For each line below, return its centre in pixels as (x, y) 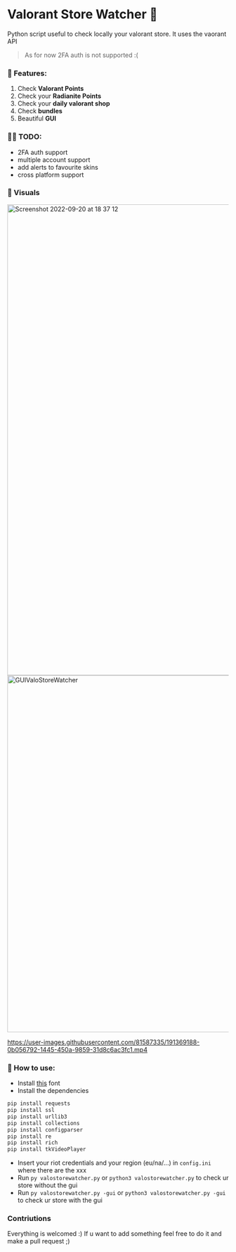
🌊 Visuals (24, 193)
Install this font (39, 1083)
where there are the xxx (52, 1170)
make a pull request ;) (39, 1241)
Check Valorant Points (51, 89)
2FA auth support (42, 152)
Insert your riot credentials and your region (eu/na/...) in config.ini (114, 1163)
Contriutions (29, 1219)
